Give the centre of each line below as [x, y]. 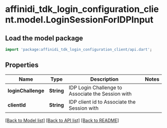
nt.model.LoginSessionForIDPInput [79, 20]
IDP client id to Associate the [102, 102]
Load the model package [44, 38]
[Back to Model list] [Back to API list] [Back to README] [62, 120]
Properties [22, 65]
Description [104, 79]
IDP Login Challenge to [95, 87]
